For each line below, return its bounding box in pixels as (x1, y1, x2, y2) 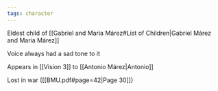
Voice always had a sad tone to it (7, 49, 101, 57)
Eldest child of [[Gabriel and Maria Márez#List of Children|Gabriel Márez (7, 29, 211, 37)
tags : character (7, 10, 53, 17)
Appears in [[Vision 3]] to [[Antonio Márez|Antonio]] (7, 62, 154, 70)
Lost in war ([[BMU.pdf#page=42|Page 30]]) (7, 76, 134, 84)
